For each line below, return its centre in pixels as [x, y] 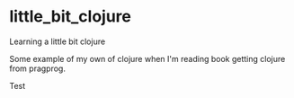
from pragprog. [37, 68]
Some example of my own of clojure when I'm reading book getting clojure [147, 58]
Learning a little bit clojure [58, 41]
